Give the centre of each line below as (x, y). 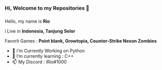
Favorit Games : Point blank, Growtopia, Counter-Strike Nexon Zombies (81, 41)
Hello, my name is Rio (27, 21)
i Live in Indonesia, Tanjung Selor (40, 31)
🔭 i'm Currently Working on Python (48, 51)
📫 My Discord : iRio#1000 (39, 62)
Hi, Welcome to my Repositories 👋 (47, 8)
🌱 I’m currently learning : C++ (43, 56)
